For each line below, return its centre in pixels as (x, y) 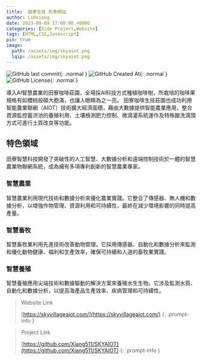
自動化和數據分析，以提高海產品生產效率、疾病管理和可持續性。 (85, 291)
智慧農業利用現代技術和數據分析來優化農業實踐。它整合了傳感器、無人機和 (98, 198)
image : (14, 46)
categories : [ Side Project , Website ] (52, 29)
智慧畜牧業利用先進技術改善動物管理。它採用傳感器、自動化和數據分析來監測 (101, 244)
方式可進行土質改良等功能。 (41, 123)
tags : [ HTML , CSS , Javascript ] (43, 34)
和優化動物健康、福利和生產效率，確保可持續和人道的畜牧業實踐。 (88, 252)
